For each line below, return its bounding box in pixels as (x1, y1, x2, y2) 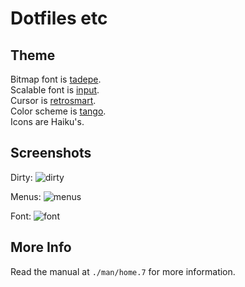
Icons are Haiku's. (10, 116, 85, 127)
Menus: (10, 190, 42, 202)
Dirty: (10, 171, 33, 183)
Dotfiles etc (10, 7, 108, 30)
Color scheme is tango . (10, 105, 107, 117)
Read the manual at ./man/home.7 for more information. (10, 265, 236, 277)
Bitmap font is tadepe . (10, 73, 102, 85)
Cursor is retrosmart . (10, 95, 97, 106)
